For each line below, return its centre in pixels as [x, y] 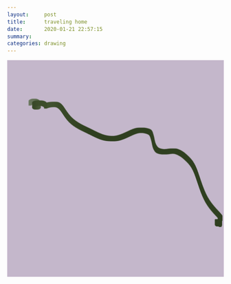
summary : [20, 36]
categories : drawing [37, 44]
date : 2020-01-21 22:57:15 [55, 29]
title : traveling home [47, 22]
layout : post [32, 14]
